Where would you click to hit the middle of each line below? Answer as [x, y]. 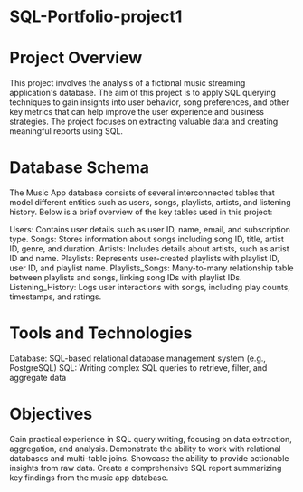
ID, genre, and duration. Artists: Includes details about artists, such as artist [149, 249]
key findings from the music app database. [89, 478]
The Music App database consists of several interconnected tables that [142, 193]
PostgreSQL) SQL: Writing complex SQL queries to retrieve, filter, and [138, 368]
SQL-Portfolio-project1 [96, 17]
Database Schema [80, 168]
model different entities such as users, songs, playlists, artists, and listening [150, 203]
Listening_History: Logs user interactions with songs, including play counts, [150, 288]
